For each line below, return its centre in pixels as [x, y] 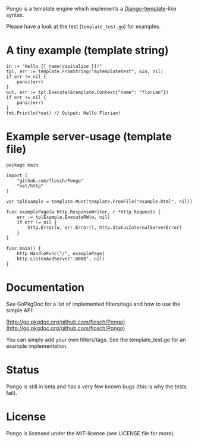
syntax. [15, 15]
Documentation [45, 288]
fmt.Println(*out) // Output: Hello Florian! [63, 113]
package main [22, 165]
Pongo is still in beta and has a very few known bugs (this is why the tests [97, 387]
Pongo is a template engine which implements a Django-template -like [91, 9]
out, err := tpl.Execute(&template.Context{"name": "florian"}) [87, 92]
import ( [17, 175]
